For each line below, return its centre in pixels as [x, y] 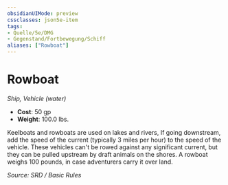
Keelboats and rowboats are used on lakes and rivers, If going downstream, [114, 132]
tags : [15, 26]
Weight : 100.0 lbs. [43, 119]
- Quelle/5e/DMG [30, 33]
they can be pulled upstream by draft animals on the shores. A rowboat [107, 154]
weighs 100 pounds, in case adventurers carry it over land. [90, 162]
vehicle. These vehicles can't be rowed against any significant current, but [113, 147]
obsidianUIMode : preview [43, 13]
